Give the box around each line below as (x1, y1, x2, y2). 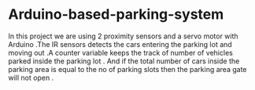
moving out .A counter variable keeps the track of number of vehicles (8, 48, 234, 57)
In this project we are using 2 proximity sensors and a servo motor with (8, 31, 238, 41)
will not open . (8, 73, 54, 82)
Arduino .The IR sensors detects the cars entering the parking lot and (8, 39, 232, 49)
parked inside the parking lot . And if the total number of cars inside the (8, 56, 240, 66)
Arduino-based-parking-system (8, 5, 224, 23)
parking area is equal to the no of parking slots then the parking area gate (8, 64, 247, 74)
